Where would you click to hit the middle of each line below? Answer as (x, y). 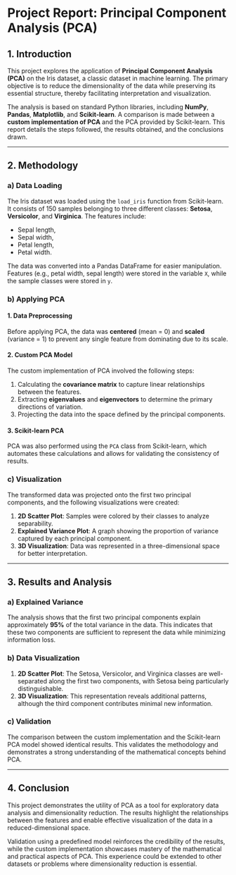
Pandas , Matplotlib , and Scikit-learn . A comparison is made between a (111, 114)
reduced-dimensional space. (49, 827)
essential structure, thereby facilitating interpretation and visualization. (109, 93)
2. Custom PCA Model (40, 355)
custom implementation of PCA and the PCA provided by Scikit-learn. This (116, 122)
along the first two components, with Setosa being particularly (139, 681)
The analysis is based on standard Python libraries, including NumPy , (108, 107)
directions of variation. (50, 407)
